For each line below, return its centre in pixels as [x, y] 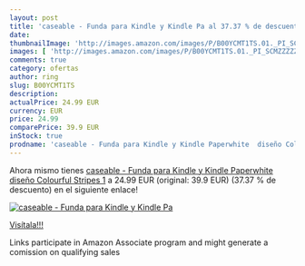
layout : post [34, 18]
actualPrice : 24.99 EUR [54, 102]
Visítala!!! [26, 224]
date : [20, 34]
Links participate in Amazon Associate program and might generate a [139, 242]
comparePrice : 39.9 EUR [54, 128]
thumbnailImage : [40, 43]
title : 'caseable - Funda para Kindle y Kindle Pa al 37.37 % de [135, 26]
